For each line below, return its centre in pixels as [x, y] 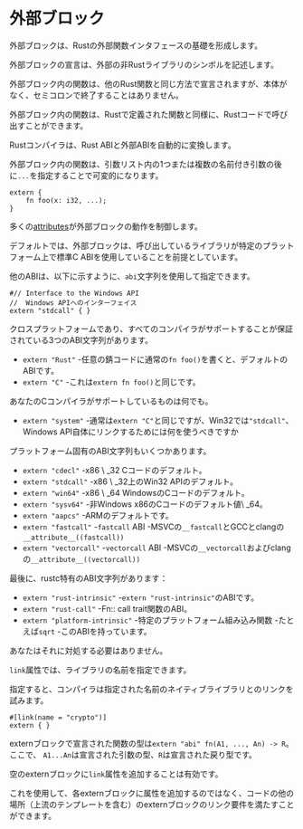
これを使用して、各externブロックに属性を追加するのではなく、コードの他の [152, 793]
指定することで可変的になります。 [100, 175]
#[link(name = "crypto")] [58, 717]
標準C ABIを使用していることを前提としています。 [150, 257]
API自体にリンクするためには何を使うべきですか [149, 432]
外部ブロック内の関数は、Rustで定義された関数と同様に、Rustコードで [141, 114]
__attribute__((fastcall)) [73, 538]
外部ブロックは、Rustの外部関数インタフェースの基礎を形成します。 [136, 45]
